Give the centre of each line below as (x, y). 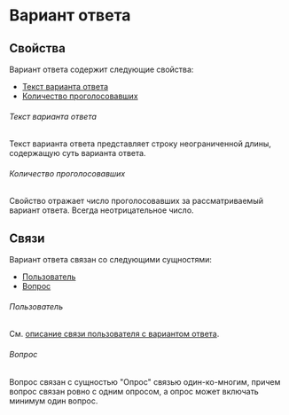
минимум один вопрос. (54, 401)
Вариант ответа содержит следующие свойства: (102, 69)
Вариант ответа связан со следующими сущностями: (111, 260)
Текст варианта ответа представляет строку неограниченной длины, (141, 144)
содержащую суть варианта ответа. (78, 153)
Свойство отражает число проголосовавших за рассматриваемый (137, 201)
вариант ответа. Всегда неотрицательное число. (102, 210)
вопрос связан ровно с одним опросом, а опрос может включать (134, 391)
